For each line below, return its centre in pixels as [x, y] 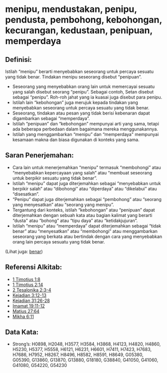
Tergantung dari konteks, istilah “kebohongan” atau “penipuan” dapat [84, 210]
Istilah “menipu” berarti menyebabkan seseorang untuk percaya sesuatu [79, 71]
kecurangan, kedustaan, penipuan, [79, 30]
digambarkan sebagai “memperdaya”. [51, 118]
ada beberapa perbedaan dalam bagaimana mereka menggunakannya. [85, 129]
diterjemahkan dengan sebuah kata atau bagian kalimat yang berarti [82, 215]
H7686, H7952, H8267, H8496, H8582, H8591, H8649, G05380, [78, 355]
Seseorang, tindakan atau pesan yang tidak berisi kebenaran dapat [81, 113]
